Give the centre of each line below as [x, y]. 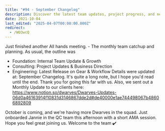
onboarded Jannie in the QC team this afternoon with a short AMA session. [81, 118]
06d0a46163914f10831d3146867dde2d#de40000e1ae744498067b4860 [86, 98]
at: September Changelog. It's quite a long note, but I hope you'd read [83, 77]
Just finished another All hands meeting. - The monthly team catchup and [80, 46]
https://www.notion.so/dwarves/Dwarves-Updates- [64, 92]
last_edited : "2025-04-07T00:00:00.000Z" [48, 23]
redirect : [15, 28]
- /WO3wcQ [19, 32]
